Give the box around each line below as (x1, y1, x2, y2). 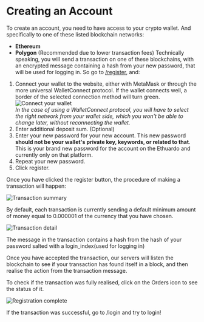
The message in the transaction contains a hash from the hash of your (6, 236, 182, 243)
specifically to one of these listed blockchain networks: (6, 30, 144, 38)
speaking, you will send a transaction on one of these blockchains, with (15, 55, 194, 63)
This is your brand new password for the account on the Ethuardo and (15, 145, 191, 152)
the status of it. (6, 285, 44, 292)
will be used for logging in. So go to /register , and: (15, 68, 140, 75)
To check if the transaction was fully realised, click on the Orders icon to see (6, 278, 198, 286)
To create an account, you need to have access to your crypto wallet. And (6, 24, 191, 32)
